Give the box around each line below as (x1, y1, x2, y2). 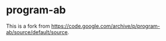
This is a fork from (6, 23, 50, 29)
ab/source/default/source (6, 28, 68, 35)
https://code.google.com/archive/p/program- (51, 23, 160, 29)
